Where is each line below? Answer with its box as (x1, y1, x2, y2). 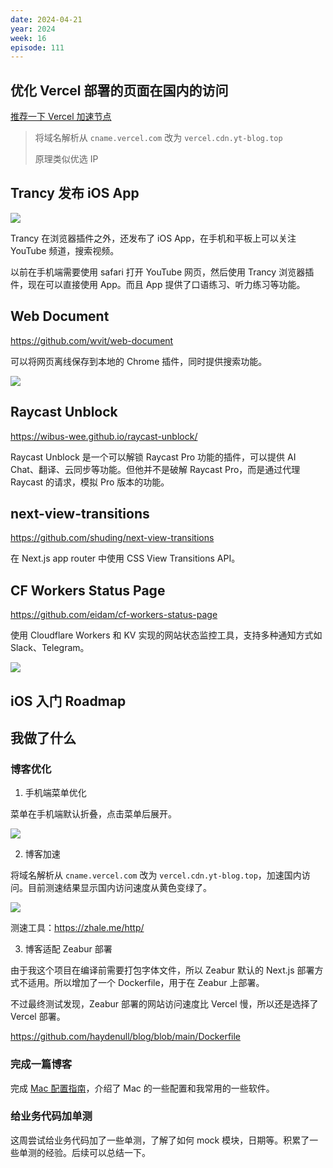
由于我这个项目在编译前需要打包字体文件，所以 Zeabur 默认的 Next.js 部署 (10, 964, 315, 976)
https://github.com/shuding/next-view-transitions (10, 532, 215, 544)
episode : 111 (10, 42, 65, 53)
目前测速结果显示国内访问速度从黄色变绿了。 (27, 882, 212, 894)
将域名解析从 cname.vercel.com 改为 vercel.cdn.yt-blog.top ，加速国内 (10, 869, 302, 881)
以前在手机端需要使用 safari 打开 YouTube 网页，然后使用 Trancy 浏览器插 (10, 266, 315, 278)
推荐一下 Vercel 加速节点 (10, 111, 112, 123)
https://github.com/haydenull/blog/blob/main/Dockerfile (10, 1031, 242, 1043)
